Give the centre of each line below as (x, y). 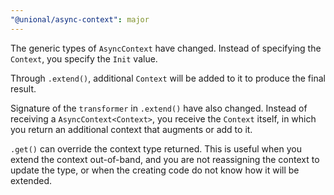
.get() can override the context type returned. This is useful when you (156, 148)
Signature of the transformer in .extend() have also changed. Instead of (159, 108)
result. (23, 88)
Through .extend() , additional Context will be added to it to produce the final (168, 78)
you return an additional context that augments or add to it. (131, 129)
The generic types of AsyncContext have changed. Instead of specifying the (166, 48)
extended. (31, 180)
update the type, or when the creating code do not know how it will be (155, 170)
